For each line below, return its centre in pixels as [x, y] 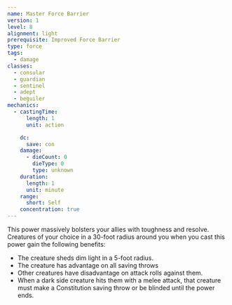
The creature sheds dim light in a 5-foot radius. [86, 258]
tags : [15, 53]
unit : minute [45, 190]
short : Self [43, 203]
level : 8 [20, 27]
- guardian [29, 79]
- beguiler [29, 99]
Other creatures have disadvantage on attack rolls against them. [110, 273]
